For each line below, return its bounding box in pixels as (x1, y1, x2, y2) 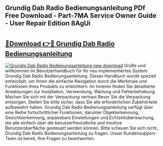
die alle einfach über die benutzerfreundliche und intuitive (5, 120, 122, 125)
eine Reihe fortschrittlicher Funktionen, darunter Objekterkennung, (5, 110, 139, 115)
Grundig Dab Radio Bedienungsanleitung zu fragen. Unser (5, 130, 123, 136)
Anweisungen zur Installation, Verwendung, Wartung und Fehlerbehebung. (5, 89, 156, 95)
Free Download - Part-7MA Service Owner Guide (5, 12, 157, 20)
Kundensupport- (123, 130, 157, 136)
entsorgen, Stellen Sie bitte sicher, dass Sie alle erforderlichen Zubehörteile (5, 99, 158, 105)
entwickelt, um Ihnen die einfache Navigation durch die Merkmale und (5, 78, 147, 84)
